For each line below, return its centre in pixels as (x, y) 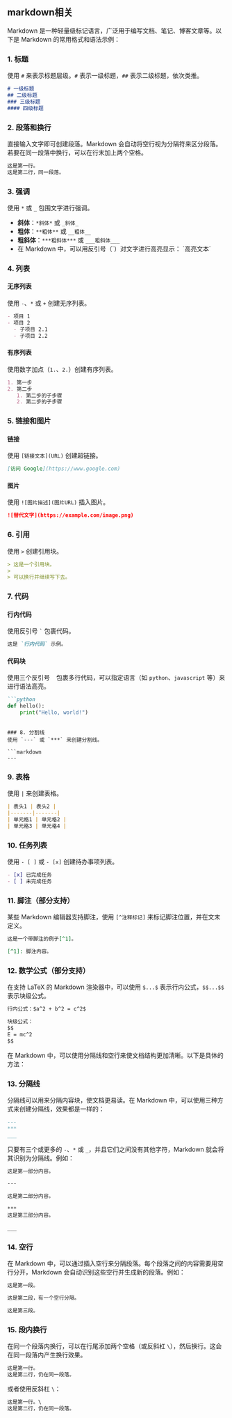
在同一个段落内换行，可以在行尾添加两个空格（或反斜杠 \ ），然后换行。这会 (115, 1346)
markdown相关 (40, 13)
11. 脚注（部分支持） (41, 901)
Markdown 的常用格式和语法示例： (70, 39)
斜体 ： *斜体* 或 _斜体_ (48, 222)
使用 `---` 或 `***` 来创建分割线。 (55, 740)
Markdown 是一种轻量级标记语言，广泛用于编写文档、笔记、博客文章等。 (111, 31)
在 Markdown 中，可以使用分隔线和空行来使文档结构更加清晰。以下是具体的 (115, 1055)
